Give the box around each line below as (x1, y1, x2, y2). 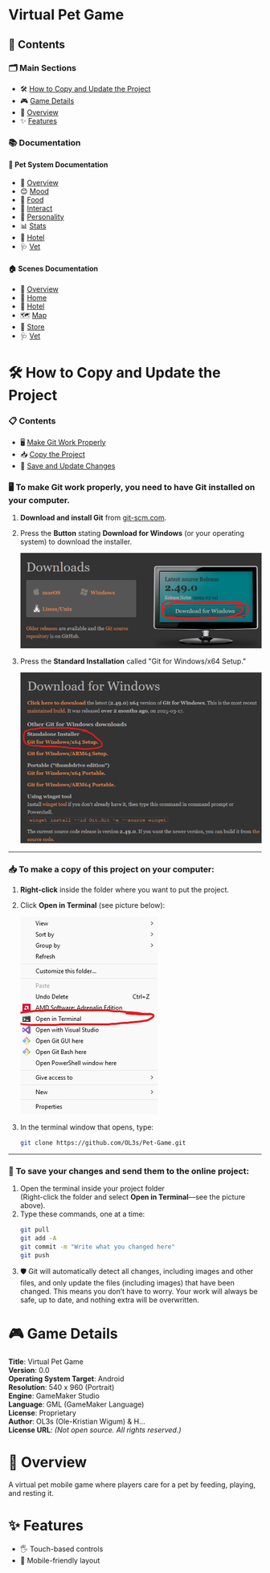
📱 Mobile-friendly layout (19, 1555, 100, 1565)
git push (19, 1251, 50, 1259)
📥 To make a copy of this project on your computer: (8, 864, 215, 875)
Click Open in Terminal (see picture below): (19, 901, 166, 910)
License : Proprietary (8, 1408, 76, 1417)
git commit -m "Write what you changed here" (19, 1243, 175, 1251)
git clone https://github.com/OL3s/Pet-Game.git (19, 1139, 186, 1147)
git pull (19, 1226, 50, 1234)
